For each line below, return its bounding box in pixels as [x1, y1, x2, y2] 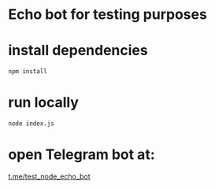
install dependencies [8, 42, 148, 60]
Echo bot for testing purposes [8, 6, 207, 24]
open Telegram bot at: [8, 146, 155, 164]
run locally [8, 94, 79, 112]
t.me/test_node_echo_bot [8, 171, 91, 181]
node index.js [8, 120, 55, 127]
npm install [8, 68, 47, 76]
